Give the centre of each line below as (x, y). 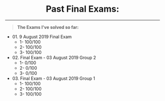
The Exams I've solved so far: (48, 27)
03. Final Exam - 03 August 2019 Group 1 (54, 78)
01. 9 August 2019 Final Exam (42, 37)
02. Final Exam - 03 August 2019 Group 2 (54, 57)
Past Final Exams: (82, 9)
